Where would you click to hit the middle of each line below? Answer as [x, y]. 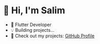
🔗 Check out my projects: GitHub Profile [53, 36]
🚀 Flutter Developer [31, 25]
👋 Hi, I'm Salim [34, 10]
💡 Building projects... [33, 30]
